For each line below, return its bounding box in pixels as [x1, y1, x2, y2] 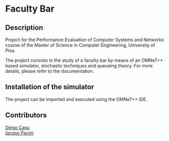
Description [5, 23, 43, 32]
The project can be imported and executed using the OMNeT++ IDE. [5, 96, 148, 102]
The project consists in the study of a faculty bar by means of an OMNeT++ [5, 57, 163, 63]
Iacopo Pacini [5, 130, 34, 136]
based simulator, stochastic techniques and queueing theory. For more [5, 63, 153, 68]
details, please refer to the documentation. [5, 68, 94, 74]
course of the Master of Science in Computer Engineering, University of [5, 42, 156, 48]
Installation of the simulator [5, 83, 94, 91]
